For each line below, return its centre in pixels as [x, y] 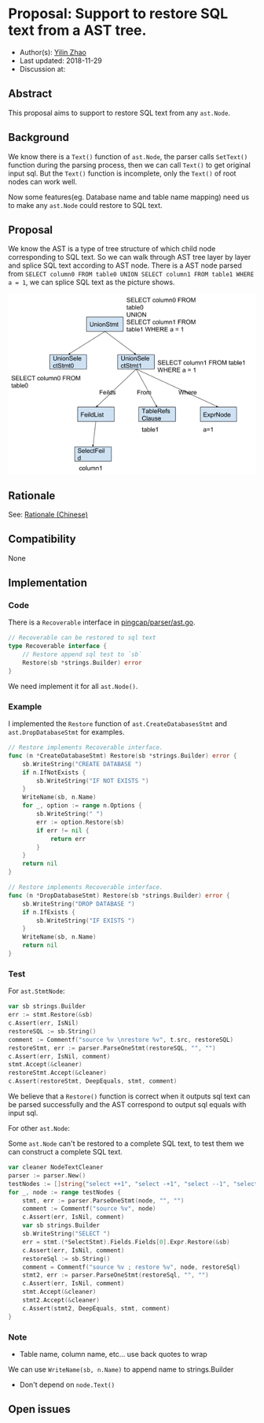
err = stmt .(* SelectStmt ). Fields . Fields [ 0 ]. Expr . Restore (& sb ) [126, 1242]
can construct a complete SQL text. [66, 1152]
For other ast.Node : [39, 1128]
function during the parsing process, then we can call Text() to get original [130, 165]
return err [68, 839]
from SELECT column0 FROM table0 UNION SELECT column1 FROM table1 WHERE [131, 274]
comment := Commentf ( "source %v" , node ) [89, 1209]
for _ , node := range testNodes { [65, 1192]
